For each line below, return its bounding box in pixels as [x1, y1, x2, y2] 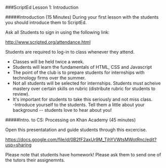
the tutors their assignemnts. [5, 157, 65, 163]
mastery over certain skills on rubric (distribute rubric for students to [12, 86, 156, 92]
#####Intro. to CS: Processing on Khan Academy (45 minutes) [5, 117, 136, 123]
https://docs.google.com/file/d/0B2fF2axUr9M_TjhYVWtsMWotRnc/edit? [5, 137, 157, 142]
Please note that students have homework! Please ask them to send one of [5, 152, 161, 157]
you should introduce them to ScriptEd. [5, 20, 87, 25]
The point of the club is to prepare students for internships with [12, 69, 145, 75]
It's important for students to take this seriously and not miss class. [12, 96, 153, 102]
